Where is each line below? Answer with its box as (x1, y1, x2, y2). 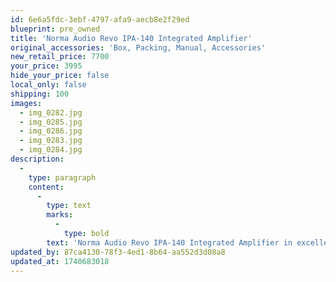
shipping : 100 (10, 89, 70, 99)
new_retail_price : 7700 (10, 52, 110, 62)
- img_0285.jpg (19, 117, 83, 127)
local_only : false (10, 80, 87, 90)
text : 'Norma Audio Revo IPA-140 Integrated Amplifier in (46, 237, 293, 248)
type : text (46, 201, 92, 211)
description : (10, 154, 65, 164)
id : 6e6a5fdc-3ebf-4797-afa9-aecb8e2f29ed (10, 14, 190, 25)
